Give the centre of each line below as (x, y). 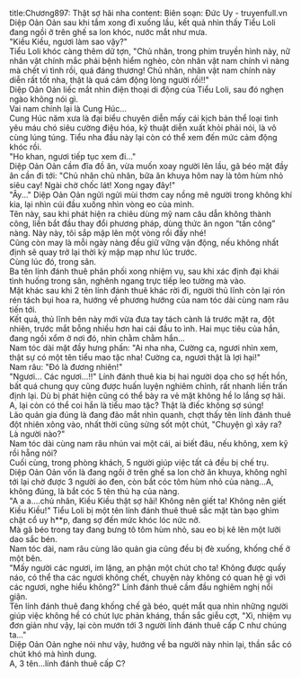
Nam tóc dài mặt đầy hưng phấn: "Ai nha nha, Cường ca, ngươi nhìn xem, (144, 348)
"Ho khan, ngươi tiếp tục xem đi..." (73, 156)
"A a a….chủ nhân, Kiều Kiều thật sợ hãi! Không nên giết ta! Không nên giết (148, 501)
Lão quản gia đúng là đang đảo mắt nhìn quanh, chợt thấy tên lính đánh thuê (150, 415)
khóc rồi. (26, 147)
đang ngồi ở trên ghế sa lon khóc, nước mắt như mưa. (108, 32)
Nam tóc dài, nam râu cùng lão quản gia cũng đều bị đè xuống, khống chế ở (150, 549)
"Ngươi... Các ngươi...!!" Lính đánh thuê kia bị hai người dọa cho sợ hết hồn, (149, 376)
